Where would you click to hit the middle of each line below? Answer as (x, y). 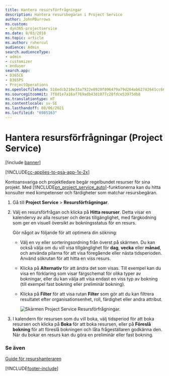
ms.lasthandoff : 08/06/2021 (35, 108)
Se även (15, 348)
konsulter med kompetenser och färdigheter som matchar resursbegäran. (81, 192)
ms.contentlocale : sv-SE (31, 104)
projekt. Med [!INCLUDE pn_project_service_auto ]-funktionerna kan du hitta (83, 187)
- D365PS (14, 80)
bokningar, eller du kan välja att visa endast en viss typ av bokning (89, 279)
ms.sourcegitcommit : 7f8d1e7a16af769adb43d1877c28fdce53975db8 (73, 94)
